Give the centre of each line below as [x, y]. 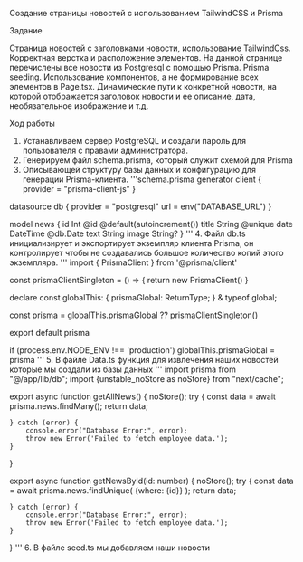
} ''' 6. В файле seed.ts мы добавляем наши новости [110, 548]
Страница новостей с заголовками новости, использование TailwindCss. [150, 48]
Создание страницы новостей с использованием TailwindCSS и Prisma [146, 13]
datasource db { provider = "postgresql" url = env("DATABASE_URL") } [141, 206]
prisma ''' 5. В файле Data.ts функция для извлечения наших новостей [144, 360]
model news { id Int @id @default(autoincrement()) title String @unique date [151, 224]
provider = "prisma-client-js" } [79, 189]
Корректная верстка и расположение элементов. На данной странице [146, 57]
